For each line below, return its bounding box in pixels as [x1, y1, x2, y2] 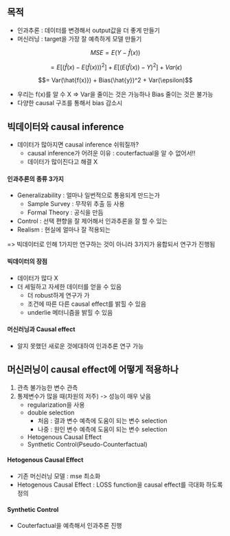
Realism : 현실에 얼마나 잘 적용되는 [16, 225, 111, 234]
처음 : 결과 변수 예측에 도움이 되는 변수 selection [37, 416, 168, 425]
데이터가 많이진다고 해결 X [27, 157, 98, 166]
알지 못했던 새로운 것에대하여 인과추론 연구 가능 [16, 342, 144, 350]
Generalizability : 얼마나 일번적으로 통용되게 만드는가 [16, 191, 160, 199]
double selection [27, 408, 75, 416]
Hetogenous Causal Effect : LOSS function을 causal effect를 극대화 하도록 [16, 480, 223, 489]
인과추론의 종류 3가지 [7, 175, 64, 183]
